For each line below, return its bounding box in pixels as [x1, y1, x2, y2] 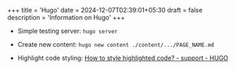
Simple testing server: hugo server [17, 27, 118, 35]
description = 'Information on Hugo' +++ [7, 13, 125, 22]
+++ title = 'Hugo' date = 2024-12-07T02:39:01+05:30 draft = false [7, 6, 203, 14]
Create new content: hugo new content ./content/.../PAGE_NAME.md [17, 40, 215, 48]
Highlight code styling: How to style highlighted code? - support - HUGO [17, 54, 229, 62]
